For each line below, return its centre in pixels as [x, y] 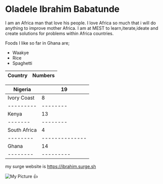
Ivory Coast [21, 98]
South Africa [22, 130]
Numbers [43, 75]
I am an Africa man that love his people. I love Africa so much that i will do [81, 23]
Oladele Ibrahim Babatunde [62, 9]
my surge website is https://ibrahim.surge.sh [51, 166]
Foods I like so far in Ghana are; [37, 43]
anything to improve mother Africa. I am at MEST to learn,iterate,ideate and [82, 28]
